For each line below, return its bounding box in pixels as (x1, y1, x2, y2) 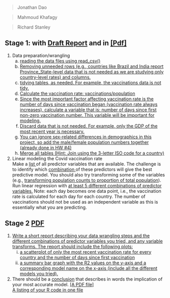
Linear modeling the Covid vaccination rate (12, 155, 103, 161)
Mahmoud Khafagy (17, 14, 58, 20)
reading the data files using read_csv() (19, 58, 101, 64)
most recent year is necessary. (19, 128, 84, 134)
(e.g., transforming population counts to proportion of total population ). (12, 177, 161, 183)
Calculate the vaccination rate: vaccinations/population (19, 90, 135, 96)
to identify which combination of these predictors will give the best (12, 166, 152, 172)
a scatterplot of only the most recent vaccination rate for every (19, 249, 152, 255)
